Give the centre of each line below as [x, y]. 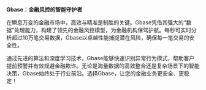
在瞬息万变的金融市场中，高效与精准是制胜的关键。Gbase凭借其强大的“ [96, 22]
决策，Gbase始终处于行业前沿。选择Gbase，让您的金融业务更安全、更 [95, 73]
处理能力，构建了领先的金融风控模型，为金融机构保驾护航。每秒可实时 [103, 30]
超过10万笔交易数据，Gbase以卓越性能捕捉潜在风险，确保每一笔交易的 [101, 38]
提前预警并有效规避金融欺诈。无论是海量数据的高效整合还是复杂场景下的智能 [103, 66]
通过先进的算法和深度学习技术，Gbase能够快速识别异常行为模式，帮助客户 [101, 58]
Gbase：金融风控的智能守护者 [44, 9]
